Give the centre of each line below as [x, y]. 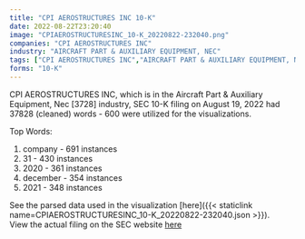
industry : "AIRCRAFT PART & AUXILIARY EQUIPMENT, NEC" [115, 52]
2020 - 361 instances [62, 168]
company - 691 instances [70, 149]
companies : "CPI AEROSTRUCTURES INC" [81, 43]
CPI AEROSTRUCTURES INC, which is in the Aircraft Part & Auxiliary [136, 94]
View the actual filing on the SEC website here [96, 224]
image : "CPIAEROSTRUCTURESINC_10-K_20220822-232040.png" [119, 35]
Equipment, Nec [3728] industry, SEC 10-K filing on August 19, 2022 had [145, 104]
